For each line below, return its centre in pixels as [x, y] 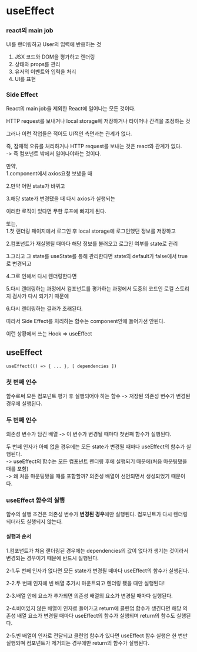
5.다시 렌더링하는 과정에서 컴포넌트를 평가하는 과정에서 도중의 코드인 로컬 [90, 288]
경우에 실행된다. [24, 403]
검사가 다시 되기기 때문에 [41, 296]
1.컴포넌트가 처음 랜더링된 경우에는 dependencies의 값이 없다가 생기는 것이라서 [97, 550]
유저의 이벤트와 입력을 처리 [45, 71]
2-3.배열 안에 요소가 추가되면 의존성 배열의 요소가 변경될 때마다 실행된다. [90, 595]
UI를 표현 [25, 79]
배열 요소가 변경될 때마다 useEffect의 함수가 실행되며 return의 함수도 [96, 615]
